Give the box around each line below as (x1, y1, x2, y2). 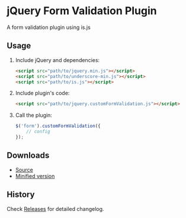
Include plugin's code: (15, 90, 70, 97)
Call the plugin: (15, 112, 53, 119)
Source (15, 166, 33, 173)
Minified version (15, 173, 55, 180)
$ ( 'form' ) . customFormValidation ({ (15, 123, 101, 129)
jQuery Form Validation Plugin (7, 4, 157, 18)
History (7, 190, 35, 200)
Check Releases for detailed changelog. (7, 205, 104, 212)
